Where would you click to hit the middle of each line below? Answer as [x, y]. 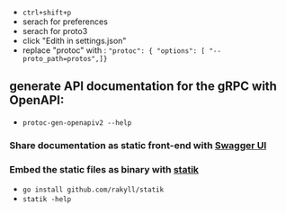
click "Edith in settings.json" [74, 40]
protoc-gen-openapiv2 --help [77, 123]
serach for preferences [65, 22]
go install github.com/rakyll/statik [93, 190]
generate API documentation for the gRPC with [143, 87]
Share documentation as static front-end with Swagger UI [138, 145]
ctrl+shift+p [47, 13]
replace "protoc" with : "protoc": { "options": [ [113, 50]
